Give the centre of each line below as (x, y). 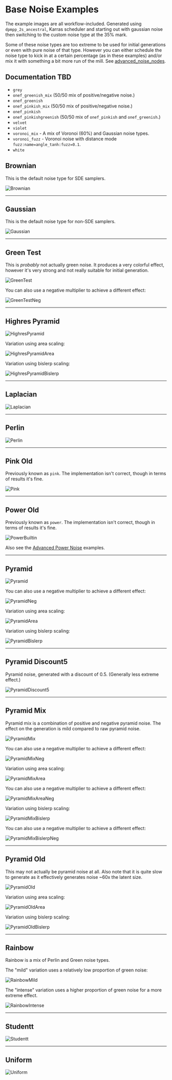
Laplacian (21, 394)
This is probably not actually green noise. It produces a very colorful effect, (85, 265)
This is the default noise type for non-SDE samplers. (61, 222)
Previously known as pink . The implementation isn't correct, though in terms (86, 474)
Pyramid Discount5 (37, 662)
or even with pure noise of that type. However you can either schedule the (84, 50)
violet (20, 128)
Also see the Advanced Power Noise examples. (55, 548)
